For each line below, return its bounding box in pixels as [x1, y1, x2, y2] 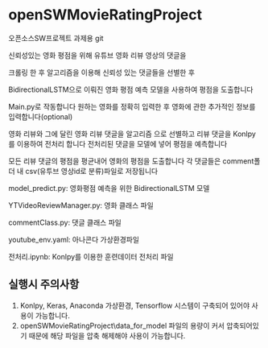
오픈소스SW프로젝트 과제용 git [8, 33, 104, 43]
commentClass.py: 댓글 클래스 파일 [8, 217, 122, 227]
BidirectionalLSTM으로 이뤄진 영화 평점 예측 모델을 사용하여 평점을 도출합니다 [8, 85, 254, 94]
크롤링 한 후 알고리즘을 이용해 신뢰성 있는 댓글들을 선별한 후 [8, 67, 196, 77]
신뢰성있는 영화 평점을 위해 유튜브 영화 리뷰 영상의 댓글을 [8, 50, 187, 60]
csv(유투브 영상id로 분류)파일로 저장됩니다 [25, 166, 159, 176]
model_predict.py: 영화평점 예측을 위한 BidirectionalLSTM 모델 [8, 183, 210, 193]
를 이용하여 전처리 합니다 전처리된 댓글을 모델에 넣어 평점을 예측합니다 [8, 139, 228, 148]
